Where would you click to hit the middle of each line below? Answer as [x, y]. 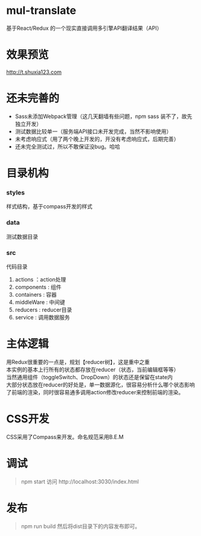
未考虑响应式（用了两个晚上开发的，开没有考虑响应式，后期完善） [97, 139]
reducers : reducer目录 [43, 309]
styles [16, 193]
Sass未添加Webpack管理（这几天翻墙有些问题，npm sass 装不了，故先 [104, 116]
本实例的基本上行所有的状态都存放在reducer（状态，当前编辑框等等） [93, 369]
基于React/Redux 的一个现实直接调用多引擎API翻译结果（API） [84, 28]
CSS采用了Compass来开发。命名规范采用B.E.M [65, 437]
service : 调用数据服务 [43, 317]
